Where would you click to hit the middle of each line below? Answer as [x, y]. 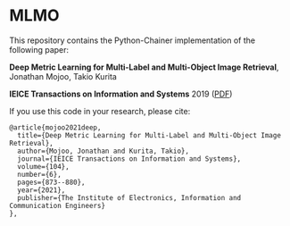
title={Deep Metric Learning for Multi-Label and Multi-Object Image [149, 135]
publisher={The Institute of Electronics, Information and [129, 197]
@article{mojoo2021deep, [55, 127]
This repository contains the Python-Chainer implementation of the [133, 40]
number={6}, [40, 174]
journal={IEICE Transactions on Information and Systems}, [129, 159]
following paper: [39, 49]
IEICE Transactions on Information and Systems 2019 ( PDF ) [121, 94]
